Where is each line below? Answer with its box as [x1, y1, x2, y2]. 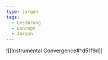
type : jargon [6, 8, 39, 15]
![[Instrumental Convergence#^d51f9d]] [6, 47, 103, 54]
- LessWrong [11, 20, 42, 26]
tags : [6, 14, 20, 20]
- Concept [11, 25, 36, 31]
